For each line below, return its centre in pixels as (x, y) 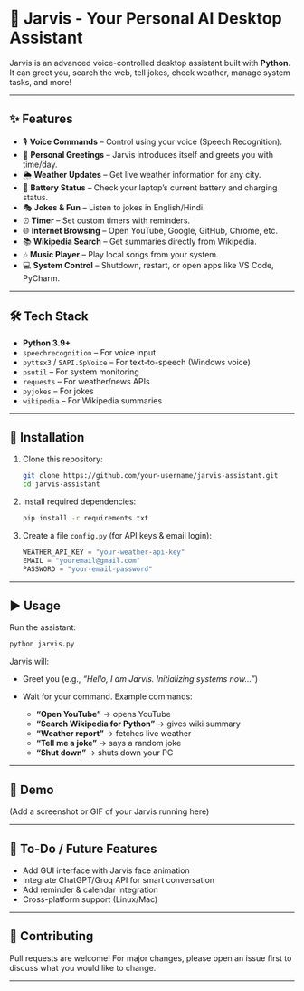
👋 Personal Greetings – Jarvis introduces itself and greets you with (148, 154)
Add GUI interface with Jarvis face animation (106, 870)
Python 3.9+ (46, 343)
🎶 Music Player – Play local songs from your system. (120, 254)
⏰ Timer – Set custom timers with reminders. (106, 220)
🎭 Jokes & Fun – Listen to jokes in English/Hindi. (114, 207)
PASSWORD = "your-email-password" (87, 569)
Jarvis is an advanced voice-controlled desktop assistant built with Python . (150, 63)
